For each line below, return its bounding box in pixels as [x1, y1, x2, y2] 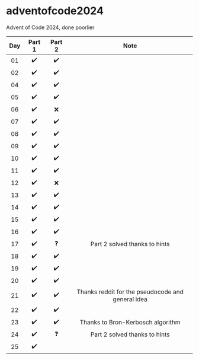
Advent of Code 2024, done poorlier [6, 24, 95, 31]
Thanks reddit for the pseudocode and [76, 288, 184, 296]
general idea [113, 295, 148, 303]
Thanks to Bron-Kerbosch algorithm [79, 318, 181, 327]
